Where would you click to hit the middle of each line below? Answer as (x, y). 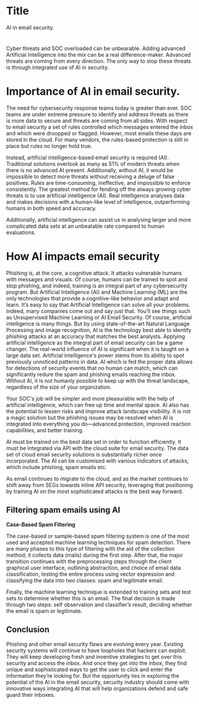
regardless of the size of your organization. (59, 387)
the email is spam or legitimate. (44, 611)
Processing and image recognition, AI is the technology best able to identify (99, 330)
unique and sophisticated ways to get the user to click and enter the (89, 669)
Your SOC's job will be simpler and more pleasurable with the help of (90, 398)
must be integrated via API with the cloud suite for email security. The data (97, 448)
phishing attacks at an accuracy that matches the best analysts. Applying (96, 336)
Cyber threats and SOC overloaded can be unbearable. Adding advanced (96, 48)
